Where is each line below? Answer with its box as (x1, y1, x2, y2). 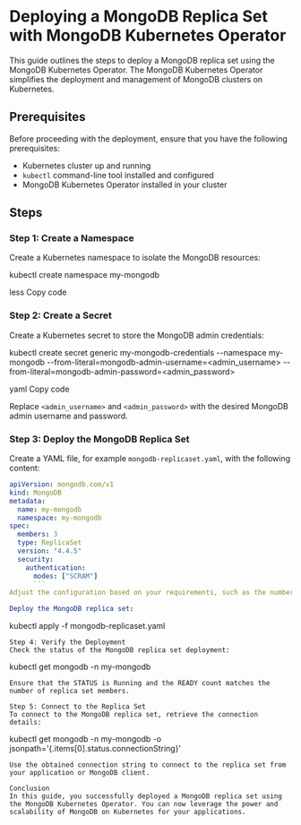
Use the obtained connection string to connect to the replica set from (9, 761, 287, 769)
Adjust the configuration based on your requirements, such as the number (9, 589, 295, 597)
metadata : (9, 496, 47, 505)
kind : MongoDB (9, 488, 63, 497)
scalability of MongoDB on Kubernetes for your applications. (9, 808, 246, 817)
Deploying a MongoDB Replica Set (9, 6, 269, 27)
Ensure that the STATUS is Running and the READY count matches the (9, 679, 271, 688)
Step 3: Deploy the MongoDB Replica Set (9, 433, 190, 445)
